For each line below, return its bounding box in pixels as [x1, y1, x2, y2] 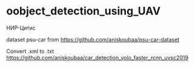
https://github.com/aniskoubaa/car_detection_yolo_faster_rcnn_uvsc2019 [6, 54, 189, 61]
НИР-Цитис [6, 24, 36, 31]
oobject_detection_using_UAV [6, 4, 161, 18]
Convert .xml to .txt [6, 47, 55, 55]
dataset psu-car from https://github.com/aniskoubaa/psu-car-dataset [6, 36, 180, 43]
